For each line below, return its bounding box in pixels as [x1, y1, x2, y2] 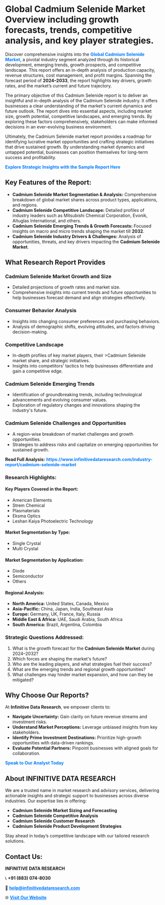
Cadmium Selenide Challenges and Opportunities [5, 420, 126, 427]
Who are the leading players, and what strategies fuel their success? [12, 661, 152, 667]
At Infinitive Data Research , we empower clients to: [5, 704, 111, 710]
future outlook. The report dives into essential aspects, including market [5, 108, 152, 114]
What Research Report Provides [5, 258, 106, 267]
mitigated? [12, 677, 34, 683]
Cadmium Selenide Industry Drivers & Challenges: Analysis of [12, 233, 141, 239]
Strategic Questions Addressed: [5, 634, 84, 641]
